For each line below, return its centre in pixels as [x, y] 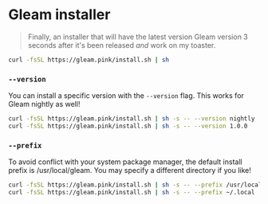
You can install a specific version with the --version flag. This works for [126, 96]
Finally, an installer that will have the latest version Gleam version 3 [138, 37]
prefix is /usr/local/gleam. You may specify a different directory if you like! [130, 171]
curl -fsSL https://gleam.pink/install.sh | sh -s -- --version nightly [132, 119]
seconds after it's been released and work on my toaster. [122, 45]
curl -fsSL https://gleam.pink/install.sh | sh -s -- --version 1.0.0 [128, 126]
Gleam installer [59, 15]
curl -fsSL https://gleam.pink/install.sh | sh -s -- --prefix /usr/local [135, 185]
